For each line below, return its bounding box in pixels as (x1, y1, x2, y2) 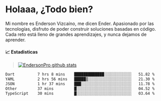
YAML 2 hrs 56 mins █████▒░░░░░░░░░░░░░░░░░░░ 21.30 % (5, 77, 155, 82)
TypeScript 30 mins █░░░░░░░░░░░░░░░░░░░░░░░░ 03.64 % (5, 91, 155, 96)
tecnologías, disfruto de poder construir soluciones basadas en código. (5, 26, 156, 32)
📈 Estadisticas (5, 48, 38, 55)
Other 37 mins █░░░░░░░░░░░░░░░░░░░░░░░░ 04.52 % (5, 86, 155, 91)
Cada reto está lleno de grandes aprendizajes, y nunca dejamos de (5, 31, 147, 37)
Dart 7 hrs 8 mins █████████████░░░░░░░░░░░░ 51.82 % (5, 72, 155, 77)
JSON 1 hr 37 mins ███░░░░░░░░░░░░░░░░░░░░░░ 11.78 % (5, 81, 155, 86)
